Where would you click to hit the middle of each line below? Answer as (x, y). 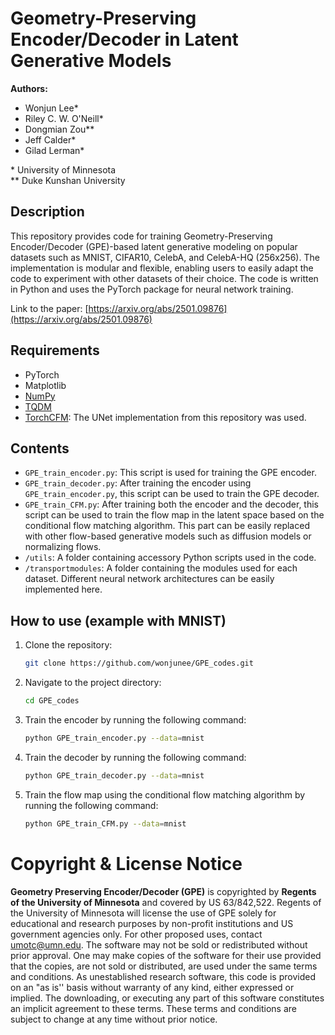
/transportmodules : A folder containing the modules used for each (161, 568)
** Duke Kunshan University (68, 180)
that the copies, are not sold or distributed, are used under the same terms (164, 966)
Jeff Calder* (50, 139)
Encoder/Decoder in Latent (124, 39)
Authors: (29, 88)
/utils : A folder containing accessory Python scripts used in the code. (170, 558)
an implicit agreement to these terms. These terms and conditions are (153, 1008)
